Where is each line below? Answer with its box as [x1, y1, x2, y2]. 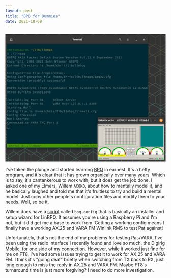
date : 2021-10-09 [5, 19, 42, 24]
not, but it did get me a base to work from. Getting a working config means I [5, 219, 164, 226]
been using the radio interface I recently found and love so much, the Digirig [5, 240, 165, 246]
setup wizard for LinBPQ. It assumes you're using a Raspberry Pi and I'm [5, 214, 157, 220]
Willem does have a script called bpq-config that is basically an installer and [5, 208, 164, 214]
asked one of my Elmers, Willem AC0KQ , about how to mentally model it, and [5, 182, 163, 189]
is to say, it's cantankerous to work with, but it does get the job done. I [5, 177, 153, 183]
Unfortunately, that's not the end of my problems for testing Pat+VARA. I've [5, 234, 163, 241]
